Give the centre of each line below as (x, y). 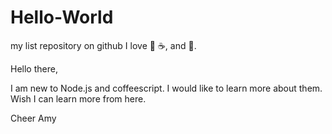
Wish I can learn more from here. (78, 98)
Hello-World (62, 17)
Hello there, (34, 68)
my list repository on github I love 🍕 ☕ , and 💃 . (103, 45)
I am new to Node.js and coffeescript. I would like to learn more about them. (166, 88)
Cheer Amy (33, 118)
